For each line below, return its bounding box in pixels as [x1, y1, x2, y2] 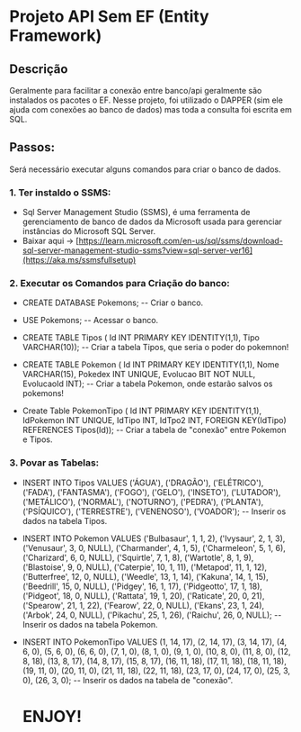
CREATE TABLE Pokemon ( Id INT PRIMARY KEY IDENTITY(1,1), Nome [22, 359, 280, 370]
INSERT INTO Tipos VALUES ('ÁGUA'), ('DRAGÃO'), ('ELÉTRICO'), [22, 477, 264, 488]
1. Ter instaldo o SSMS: [9, 186, 111, 199]
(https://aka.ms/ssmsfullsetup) [22, 255, 137, 266]
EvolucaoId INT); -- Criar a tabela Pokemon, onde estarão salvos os [22, 378, 273, 389]
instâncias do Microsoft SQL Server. [22, 226, 155, 237]
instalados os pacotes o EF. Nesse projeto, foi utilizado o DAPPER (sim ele [9, 95, 283, 105]
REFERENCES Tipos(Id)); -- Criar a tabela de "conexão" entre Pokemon [22, 425, 287, 436]
